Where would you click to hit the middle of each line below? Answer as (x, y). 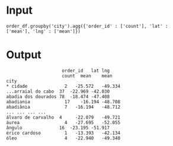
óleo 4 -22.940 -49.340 (63, 138)
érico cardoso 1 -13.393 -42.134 (63, 133)
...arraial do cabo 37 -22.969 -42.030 (58, 91)
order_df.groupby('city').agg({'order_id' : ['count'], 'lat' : (87, 26)
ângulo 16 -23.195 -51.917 (58, 128)
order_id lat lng (86, 71)
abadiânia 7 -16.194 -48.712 (63, 107)
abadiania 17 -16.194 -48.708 (63, 101)
